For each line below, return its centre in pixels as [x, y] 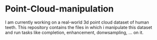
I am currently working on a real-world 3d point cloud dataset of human [77, 22]
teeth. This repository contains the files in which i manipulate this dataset [79, 27]
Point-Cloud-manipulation [59, 9]
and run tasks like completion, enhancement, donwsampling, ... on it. [74, 32]
